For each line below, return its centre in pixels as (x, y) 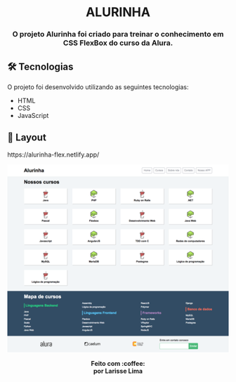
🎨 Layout (27, 138)
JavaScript (33, 115)
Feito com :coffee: (118, 363)
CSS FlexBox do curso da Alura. (118, 43)
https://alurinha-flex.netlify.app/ (53, 154)
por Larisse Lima (118, 371)
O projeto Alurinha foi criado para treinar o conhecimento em (118, 34)
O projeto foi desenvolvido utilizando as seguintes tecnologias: (98, 87)
